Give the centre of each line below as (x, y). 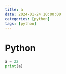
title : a (14, 10)
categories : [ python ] (28, 19)
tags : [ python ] (21, 24)
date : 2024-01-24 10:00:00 (33, 14)
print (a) (14, 66)
